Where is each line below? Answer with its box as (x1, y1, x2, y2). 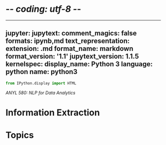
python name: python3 (5, 68, 78, 76)
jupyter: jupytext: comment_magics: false (5, 29, 137, 37)
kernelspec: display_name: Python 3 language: (5, 60, 153, 69)
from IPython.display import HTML (5, 80, 77, 86)
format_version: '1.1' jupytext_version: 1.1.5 (5, 52, 139, 61)
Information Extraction (5, 107, 100, 118)
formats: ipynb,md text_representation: (5, 37, 130, 45)
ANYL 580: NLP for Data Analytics (5, 90, 76, 96)
